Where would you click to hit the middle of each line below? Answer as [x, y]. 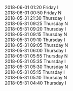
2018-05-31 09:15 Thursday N [36, 34]
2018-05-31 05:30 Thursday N [36, 67]
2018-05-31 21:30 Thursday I [35, 18]
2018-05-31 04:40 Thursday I [35, 83]
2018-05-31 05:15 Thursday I [35, 72]
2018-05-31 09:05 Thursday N [36, 45]
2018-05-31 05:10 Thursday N [36, 78]
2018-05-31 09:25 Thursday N [36, 23]
